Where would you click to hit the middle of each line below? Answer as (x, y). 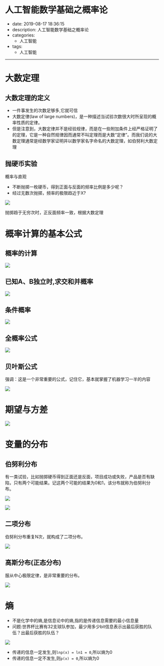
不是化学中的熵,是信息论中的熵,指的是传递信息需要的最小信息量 (75, 620)
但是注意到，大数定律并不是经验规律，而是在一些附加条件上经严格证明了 (85, 128)
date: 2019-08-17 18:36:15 (38, 24)
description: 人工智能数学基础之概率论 (50, 29)
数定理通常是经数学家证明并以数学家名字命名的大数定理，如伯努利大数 (83, 141)
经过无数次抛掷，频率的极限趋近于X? (49, 193)
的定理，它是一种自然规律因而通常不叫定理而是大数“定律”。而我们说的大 (85, 135)
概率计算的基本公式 (44, 234)
